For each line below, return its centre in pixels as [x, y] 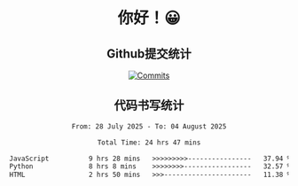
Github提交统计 [149, 54]
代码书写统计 [149, 106]
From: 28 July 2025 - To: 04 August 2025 [149, 126]
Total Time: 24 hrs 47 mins [149, 143]
